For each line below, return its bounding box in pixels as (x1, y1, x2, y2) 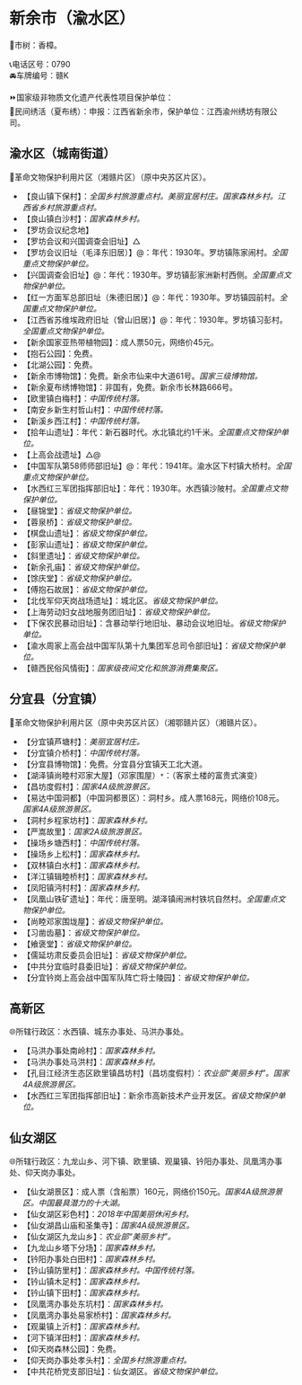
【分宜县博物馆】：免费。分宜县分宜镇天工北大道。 (22, 759, 208, 769)
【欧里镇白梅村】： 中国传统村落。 (22, 393, 145, 404)
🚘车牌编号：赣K (9, 69, 69, 81)
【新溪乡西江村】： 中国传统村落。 (22, 415, 145, 426)
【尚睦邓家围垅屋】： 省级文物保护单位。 (22, 916, 168, 927)
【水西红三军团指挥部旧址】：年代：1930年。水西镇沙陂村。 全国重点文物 (22, 483, 289, 493)
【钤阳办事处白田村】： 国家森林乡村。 (22, 1254, 160, 1265)
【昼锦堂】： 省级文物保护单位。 (22, 505, 137, 516)
